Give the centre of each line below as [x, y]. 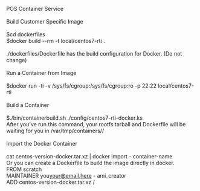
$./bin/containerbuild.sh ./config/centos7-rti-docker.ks [75, 118]
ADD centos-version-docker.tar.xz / [51, 182]
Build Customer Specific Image [45, 21]
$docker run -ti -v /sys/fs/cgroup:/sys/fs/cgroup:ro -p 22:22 [82, 86]
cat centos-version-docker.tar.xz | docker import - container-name [89, 156]
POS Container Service [35, 9]
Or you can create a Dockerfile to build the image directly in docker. [91, 163]
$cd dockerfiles [26, 34]
